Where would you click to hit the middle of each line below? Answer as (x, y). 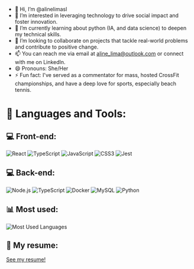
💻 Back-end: (30, 173)
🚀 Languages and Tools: (66, 114)
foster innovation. (36, 22)
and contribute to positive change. (56, 47)
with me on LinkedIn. (40, 62)
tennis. (23, 90)
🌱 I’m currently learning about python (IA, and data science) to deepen (101, 28)
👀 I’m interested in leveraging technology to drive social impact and (97, 15)
